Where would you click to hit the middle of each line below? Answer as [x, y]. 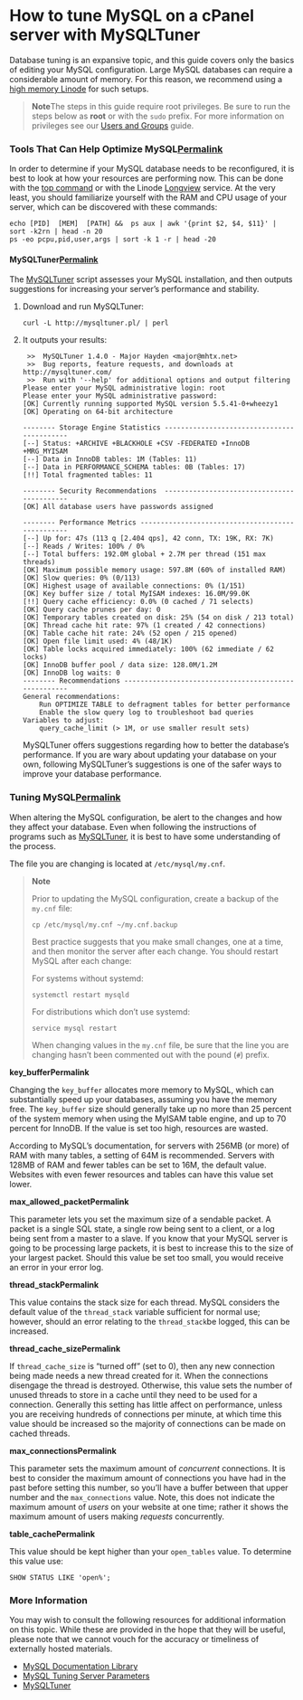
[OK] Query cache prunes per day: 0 [91, 610]
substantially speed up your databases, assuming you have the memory [143, 1099]
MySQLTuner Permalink [54, 260]
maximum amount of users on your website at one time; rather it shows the [149, 1506]
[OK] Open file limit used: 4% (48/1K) [98, 642]
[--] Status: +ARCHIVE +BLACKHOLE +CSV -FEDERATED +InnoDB [136, 444]
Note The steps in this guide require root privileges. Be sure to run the [161, 106]
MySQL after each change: [81, 960]
